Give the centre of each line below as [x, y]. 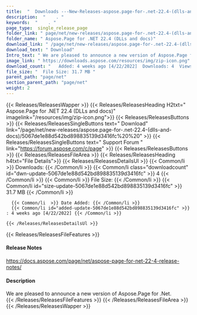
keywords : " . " [31, 22]
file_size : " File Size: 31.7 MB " [51, 72]
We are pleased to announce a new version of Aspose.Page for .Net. [89, 294]
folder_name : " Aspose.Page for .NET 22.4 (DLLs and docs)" [81, 39]
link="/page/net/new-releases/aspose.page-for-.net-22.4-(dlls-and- [89, 129]
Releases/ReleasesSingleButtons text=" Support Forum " [74, 142]
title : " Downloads [33, 11]
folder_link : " [25, 33]
